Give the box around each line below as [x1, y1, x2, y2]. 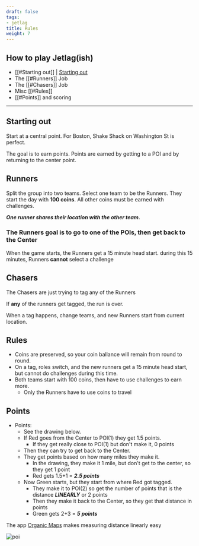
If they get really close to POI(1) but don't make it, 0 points [32, 441, 175, 448]
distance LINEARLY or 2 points [32, 491, 108, 498]
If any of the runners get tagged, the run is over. [6, 300, 124, 307]
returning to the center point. [6, 156, 77, 163]
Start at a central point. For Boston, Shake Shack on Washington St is [6, 132, 175, 140]
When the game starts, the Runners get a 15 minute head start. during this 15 [6, 249, 193, 256]
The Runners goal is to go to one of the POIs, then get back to [6, 228, 185, 236]
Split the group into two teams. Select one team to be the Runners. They [6, 190, 182, 197]
